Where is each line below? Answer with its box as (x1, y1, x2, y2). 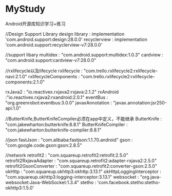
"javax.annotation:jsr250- (112, 99, 167, 105)
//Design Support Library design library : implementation (5, 31, 125, 37)
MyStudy (5, 3, 46, 15)
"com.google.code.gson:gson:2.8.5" (5, 142, 82, 148)
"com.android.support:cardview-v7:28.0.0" (5, 57, 97, 63)
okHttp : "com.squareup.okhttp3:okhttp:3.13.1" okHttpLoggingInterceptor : (5, 168, 162, 175)
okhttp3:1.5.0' (5, 185, 34, 191)
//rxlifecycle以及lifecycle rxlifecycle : (5, 68, 83, 74)
